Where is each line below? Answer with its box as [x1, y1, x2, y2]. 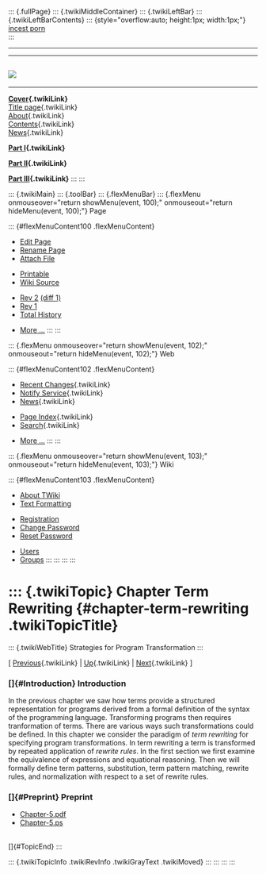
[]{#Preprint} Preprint [8, 791, 93, 803]
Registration [19, 514, 59, 523]
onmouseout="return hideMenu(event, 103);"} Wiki [8, 460, 174, 469]
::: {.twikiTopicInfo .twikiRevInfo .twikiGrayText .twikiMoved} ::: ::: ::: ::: [8, 857, 236, 867]
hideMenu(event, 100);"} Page [8, 206, 107, 215]
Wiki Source [19, 277, 59, 287]
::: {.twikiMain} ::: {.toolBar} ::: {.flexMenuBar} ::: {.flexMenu [8, 189, 201, 198]
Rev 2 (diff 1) [19, 293, 62, 302]
